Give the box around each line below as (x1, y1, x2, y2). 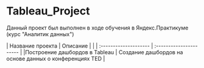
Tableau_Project (6, 4, 90, 18)
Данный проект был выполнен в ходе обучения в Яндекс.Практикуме (6, 24, 189, 31)
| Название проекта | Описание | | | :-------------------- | (6, 42, 153, 49)
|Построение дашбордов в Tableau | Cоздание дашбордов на (23, 48, 183, 55)
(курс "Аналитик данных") (6, 30, 74, 37)
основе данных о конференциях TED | (6, 55, 105, 62)
